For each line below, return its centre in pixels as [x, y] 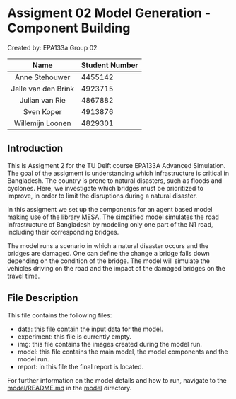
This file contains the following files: [60, 315]
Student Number [110, 65]
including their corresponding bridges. [63, 232]
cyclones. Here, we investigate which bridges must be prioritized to [105, 188]
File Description [43, 298]
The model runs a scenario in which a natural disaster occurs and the [108, 245]
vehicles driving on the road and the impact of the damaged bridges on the [117, 268]
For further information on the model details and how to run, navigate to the [117, 380]
